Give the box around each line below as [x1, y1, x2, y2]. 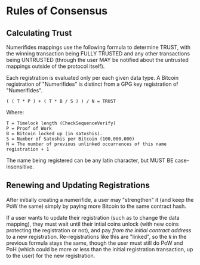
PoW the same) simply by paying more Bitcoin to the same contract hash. [6, 202, 187, 210]
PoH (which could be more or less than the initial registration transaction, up [6, 245, 193, 252]
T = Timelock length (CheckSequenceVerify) [6, 120, 116, 126]
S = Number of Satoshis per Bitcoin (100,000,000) [6, 136, 135, 142]
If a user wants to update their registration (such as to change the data [6, 214, 180, 221]
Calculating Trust [6, 28, 72, 38]
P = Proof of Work [6, 126, 52, 132]
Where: [6, 109, 24, 116]
